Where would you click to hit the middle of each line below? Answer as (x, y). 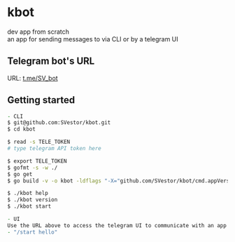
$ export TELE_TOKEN (37, 161)
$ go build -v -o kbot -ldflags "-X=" (64, 181)
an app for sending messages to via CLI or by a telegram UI (93, 39)
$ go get (20, 174)
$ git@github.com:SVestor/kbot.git (59, 123)
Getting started (41, 100)
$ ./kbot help (28, 194)
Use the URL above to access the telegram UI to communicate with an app (117, 225)
